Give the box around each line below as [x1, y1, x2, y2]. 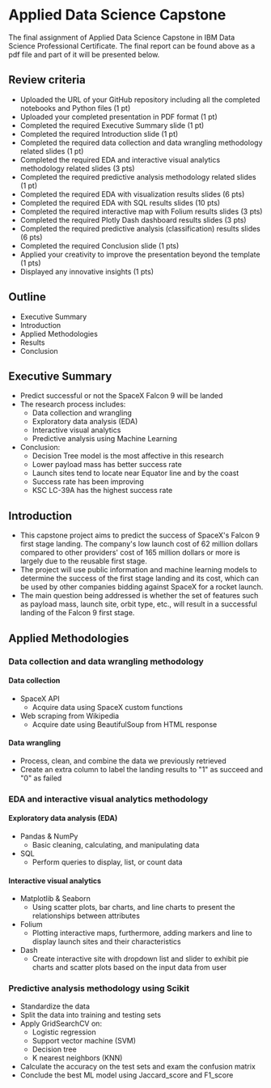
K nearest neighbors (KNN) [32, 1052, 123, 1062]
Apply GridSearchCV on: [19, 1018, 103, 1028]
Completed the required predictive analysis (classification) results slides [19, 223, 261, 233]
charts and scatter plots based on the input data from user [32, 963, 227, 972]
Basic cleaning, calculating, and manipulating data [32, 840, 200, 850]
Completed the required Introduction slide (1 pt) [19, 129, 179, 138]
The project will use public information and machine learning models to [19, 565, 257, 575]
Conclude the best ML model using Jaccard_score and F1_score [19, 1070, 234, 1080]
